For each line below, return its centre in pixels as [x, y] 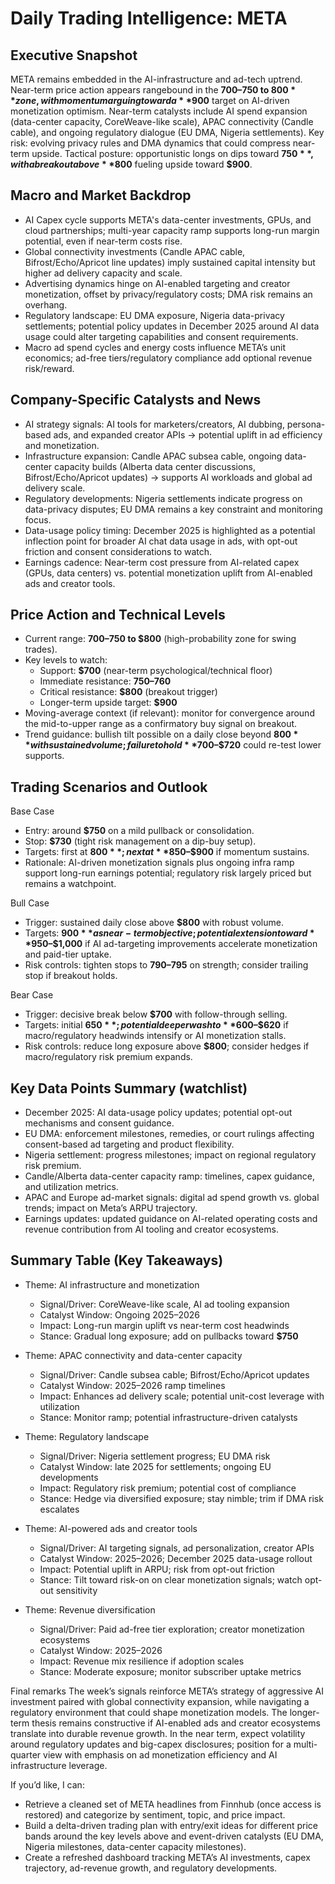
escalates [59, 1509]
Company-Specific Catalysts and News [136, 400]
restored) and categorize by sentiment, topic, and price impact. [155, 1814]
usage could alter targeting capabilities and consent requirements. [161, 336]
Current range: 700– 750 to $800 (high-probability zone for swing [160, 639]
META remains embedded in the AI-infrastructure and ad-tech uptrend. [156, 79]
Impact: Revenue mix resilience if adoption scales [142, 1661]
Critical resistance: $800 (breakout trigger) [128, 692]
